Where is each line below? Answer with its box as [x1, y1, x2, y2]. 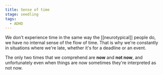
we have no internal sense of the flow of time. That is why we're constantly [5, 40, 159, 46]
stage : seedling [5, 12, 39, 17]
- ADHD [9, 21, 23, 26]
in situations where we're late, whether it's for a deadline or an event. [5, 45, 146, 51]
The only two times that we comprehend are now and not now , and [5, 55, 143, 61]
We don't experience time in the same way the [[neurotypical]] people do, [5, 35, 156, 40]
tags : [5, 16, 16, 21]
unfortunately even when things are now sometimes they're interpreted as [5, 60, 157, 66]
